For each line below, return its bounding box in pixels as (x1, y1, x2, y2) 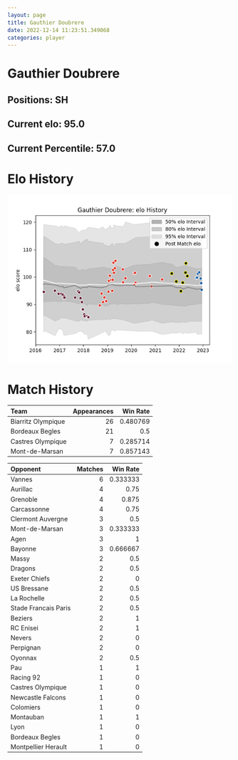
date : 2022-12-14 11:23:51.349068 (7, 26, 110, 33)
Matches (76, 464, 104, 473)
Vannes (10, 475, 33, 484)
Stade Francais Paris (10, 604, 71, 613)
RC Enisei (10, 623, 39, 632)
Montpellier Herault (10, 742, 68, 751)
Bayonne (10, 544, 37, 553)
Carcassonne (10, 504, 50, 513)
